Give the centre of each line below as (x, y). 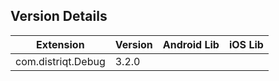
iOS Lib (246, 44)
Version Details (59, 16)
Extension (60, 44)
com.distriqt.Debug (60, 61)
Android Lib (191, 44)
